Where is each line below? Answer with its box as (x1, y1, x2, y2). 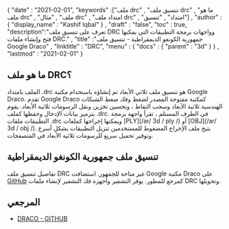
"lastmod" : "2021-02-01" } (7, 49, 84, 58)
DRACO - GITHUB (16, 215, 68, 223)
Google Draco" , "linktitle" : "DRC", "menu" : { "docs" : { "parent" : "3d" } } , (7, 43, 219, 50)
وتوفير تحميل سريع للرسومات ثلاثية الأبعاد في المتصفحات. (7, 131, 154, 139)
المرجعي (7, 197, 40, 208)
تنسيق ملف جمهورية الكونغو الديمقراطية (7, 151, 159, 163)
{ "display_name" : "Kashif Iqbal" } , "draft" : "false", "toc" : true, (7, 21, 187, 28)
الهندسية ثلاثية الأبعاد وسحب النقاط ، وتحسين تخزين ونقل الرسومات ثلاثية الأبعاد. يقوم (7, 102, 223, 110)
